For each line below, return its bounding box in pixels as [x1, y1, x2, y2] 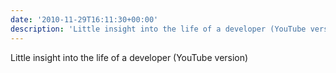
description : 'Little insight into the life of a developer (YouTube [10, 24, 307, 34]
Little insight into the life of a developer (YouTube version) [10, 51, 249, 63]
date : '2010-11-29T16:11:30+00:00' [10, 14, 159, 25]
